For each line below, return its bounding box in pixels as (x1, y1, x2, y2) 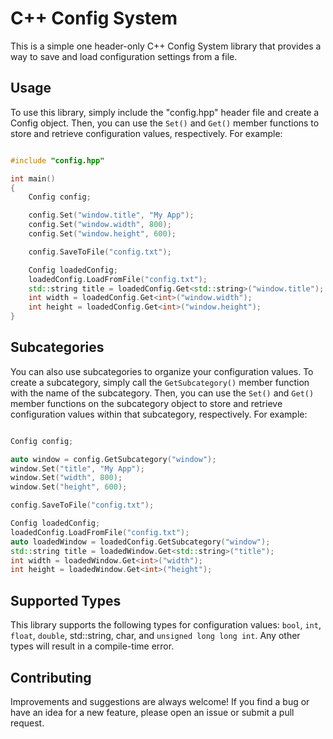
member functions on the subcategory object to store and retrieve (10, 397, 283, 409)
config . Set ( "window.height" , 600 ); (28, 229, 177, 239)
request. (10, 717, 45, 729)
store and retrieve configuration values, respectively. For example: (10, 127, 283, 139)
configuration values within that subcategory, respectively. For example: (10, 408, 308, 420)
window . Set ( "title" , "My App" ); (10, 463, 145, 474)
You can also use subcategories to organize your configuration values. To (10, 365, 314, 377)
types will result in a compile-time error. (10, 640, 175, 652)
